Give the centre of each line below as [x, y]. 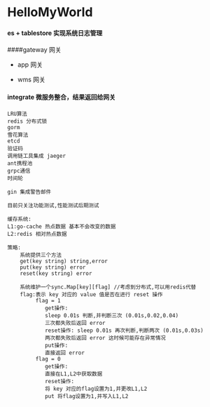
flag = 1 [48, 300]
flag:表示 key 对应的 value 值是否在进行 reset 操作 [91, 294]
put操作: [56, 345]
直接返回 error [65, 353]
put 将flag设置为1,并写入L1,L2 [86, 396]
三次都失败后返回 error [75, 323]
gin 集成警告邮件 [29, 192]
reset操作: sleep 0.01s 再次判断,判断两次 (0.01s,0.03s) [124, 331]
